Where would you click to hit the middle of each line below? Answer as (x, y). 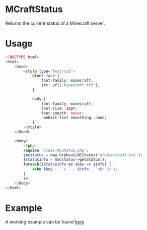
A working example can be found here (45, 222)
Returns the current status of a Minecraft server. (55, 23)
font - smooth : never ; (63, 113)
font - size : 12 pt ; (59, 108)
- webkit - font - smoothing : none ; (74, 118)
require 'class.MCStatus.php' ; (56, 150)
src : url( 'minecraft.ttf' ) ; (70, 85)
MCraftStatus (34, 9)
